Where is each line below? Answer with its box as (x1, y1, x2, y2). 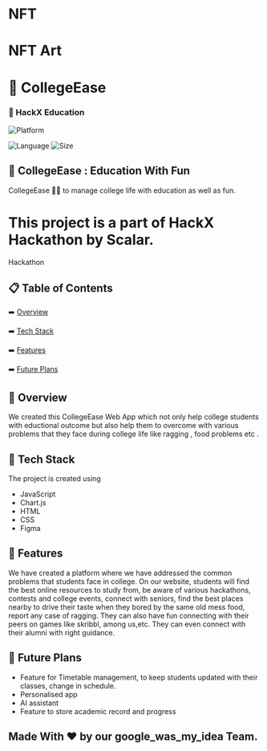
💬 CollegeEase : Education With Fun (8, 164, 191, 178)
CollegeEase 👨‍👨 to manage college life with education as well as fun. (8, 186, 237, 195)
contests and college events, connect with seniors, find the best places (8, 594, 244, 603)
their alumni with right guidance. (8, 627, 115, 637)
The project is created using (8, 474, 102, 484)
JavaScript (19, 489, 56, 499)
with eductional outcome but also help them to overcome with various (8, 421, 239, 431)
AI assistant (19, 698, 59, 708)
